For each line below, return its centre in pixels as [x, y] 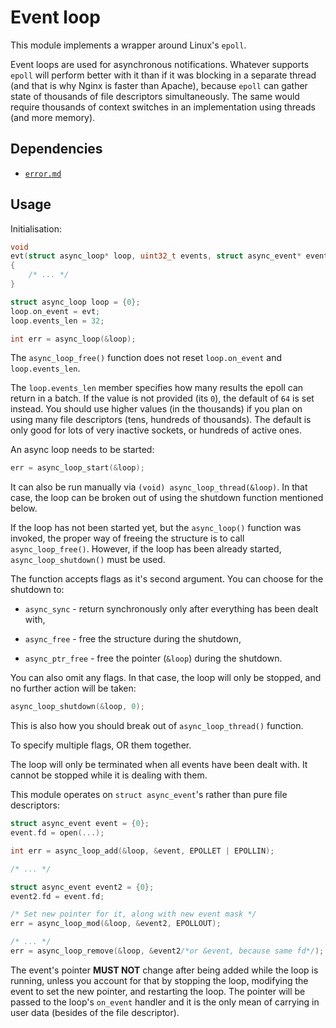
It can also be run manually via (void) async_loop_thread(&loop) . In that [159, 487]
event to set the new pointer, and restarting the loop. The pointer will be [158, 991]
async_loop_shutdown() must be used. [88, 560]
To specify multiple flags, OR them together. [101, 745]
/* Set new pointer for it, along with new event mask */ [133, 914]
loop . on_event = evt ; [55, 311]
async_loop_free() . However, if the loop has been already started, [146, 549]
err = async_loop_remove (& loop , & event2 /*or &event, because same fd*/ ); [167, 951]
